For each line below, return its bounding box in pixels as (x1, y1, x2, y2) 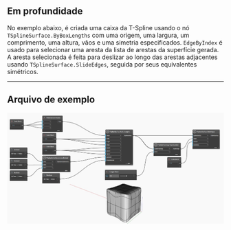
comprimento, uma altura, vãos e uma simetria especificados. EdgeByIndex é (7, 38, 223, 47)
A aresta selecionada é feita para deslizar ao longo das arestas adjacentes (7, 53, 218, 61)
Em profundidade (7, 5, 83, 17)
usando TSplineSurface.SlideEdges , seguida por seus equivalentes (7, 60, 197, 68)
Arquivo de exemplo (7, 94, 95, 106)
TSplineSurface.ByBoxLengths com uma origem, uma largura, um (7, 31, 190, 39)
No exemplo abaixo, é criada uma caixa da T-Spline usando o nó (7, 23, 190, 32)
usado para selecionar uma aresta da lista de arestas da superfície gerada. (7, 45, 219, 54)
